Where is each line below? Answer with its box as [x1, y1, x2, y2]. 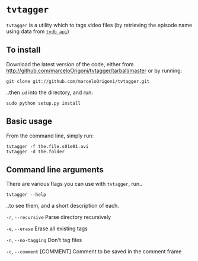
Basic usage [6, 117, 52, 127]
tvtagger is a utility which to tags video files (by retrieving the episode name [6, 21, 193, 28]
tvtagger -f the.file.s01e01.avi [6, 143, 89, 149]
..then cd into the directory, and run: [6, 89, 94, 96]
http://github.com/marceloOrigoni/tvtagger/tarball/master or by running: [6, 67, 183, 74]
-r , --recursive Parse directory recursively [6, 214, 111, 221]
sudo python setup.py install [6, 100, 81, 106]
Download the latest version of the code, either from [6, 60, 134, 67]
